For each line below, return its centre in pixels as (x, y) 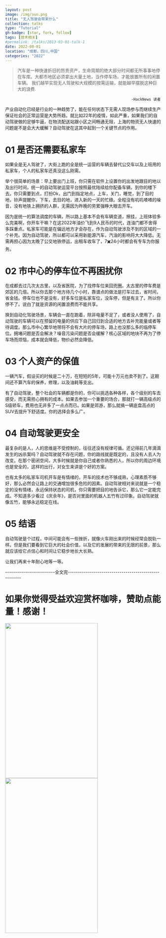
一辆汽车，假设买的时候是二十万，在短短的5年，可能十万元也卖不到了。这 (80, 376)
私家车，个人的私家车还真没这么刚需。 (44, 171)
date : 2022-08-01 (23, 47)
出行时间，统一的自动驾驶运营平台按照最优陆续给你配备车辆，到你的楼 (81, 188)
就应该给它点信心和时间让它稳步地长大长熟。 (51, 551)
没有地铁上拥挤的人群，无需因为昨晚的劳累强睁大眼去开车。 (74, 206)
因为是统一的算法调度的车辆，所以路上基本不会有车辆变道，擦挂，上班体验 (81, 217)
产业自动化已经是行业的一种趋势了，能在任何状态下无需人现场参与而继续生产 (83, 109)
